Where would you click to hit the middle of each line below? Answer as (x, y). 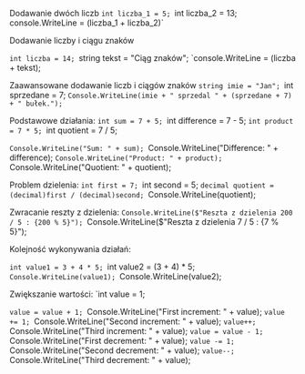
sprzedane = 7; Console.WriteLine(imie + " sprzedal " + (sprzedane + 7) (151, 95)
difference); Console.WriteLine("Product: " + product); (116, 157)
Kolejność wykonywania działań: (71, 249)
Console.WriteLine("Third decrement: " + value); (100, 360)
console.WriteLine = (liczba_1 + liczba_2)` (86, 23)
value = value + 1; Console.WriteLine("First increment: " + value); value (147, 312)
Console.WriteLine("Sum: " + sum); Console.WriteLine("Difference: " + (144, 148)
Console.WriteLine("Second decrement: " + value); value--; (122, 350)
